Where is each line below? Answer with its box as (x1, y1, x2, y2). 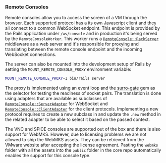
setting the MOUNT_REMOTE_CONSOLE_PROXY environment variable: (5, 66, 131, 72)
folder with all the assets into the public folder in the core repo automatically (5, 147, 162, 153)
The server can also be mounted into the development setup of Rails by (5, 61, 151, 67)
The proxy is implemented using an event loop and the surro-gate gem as (5, 85, 155, 91)
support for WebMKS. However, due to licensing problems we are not (5, 131, 147, 137)
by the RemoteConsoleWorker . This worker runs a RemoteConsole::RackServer (5, 36, 159, 42)
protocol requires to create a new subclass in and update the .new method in (5, 111, 161, 117)
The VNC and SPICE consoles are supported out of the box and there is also (5, 126, 161, 132)
